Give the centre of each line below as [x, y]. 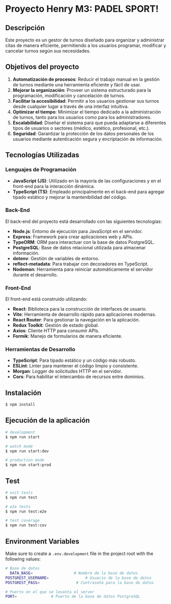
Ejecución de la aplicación [48, 420]
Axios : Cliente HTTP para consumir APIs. [56, 331]
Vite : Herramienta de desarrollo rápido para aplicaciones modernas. [84, 314]
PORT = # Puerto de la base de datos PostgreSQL [73, 597]
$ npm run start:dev [27, 451]
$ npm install [20, 405]
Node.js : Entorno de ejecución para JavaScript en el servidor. [78, 231]
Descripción [25, 28]
